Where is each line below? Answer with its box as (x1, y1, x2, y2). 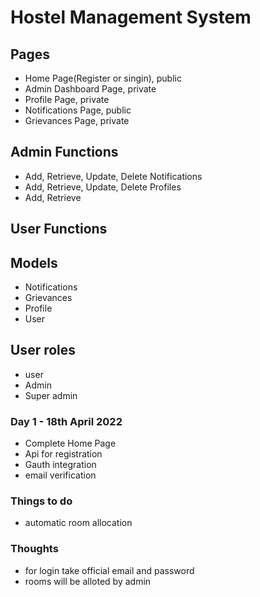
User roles (10, 342, 77, 359)
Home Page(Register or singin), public (24, 72, 182, 84)
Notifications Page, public (24, 104, 132, 116)
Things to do (10, 494, 73, 508)
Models (10, 254, 58, 271)
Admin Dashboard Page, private (24, 83, 157, 95)
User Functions (10, 221, 108, 238)
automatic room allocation (24, 517, 133, 529)
